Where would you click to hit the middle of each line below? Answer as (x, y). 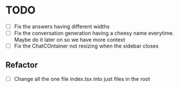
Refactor (22, 65)
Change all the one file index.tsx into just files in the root (82, 79)
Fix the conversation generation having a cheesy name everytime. (94, 33)
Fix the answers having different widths (62, 26)
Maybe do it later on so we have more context (70, 40)
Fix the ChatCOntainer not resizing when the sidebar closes (86, 46)
